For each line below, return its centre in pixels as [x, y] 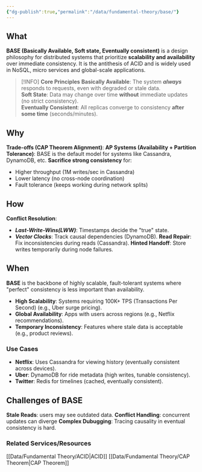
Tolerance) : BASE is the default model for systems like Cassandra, [89, 154]
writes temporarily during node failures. [64, 250]
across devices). [36, 369]
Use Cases [22, 349]
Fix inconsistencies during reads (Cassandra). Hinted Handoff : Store [100, 243]
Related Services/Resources [49, 443]
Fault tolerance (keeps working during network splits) [81, 185]
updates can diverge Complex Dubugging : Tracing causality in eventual [96, 421]
